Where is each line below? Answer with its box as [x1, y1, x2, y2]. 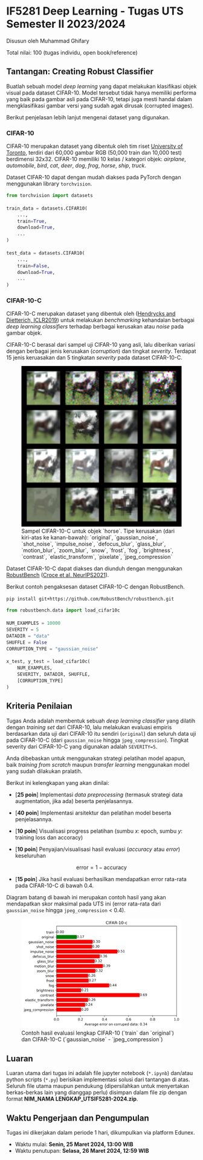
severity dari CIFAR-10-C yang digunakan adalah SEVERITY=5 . [6, 742, 158, 750]
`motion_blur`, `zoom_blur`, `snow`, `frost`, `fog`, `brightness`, [21, 547, 174, 554]
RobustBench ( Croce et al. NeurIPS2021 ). [6, 572, 109, 579]
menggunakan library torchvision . [6, 180, 92, 187]
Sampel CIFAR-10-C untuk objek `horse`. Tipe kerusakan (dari [21, 527, 175, 535]
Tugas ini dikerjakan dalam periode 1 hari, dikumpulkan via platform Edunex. [6, 1128, 195, 1136]
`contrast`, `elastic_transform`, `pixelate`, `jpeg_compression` [21, 553, 173, 561]
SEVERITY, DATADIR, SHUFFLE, [17, 672, 91, 678]
